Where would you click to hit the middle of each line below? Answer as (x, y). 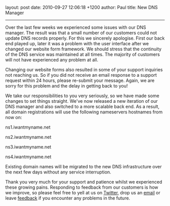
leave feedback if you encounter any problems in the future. (68, 198)
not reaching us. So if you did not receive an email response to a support (81, 75)
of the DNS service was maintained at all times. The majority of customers (83, 54)
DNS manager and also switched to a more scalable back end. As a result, (82, 107)
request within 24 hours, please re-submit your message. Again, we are (80, 80)
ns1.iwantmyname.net (28, 127)
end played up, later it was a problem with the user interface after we (77, 43)
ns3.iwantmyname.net (28, 147)
